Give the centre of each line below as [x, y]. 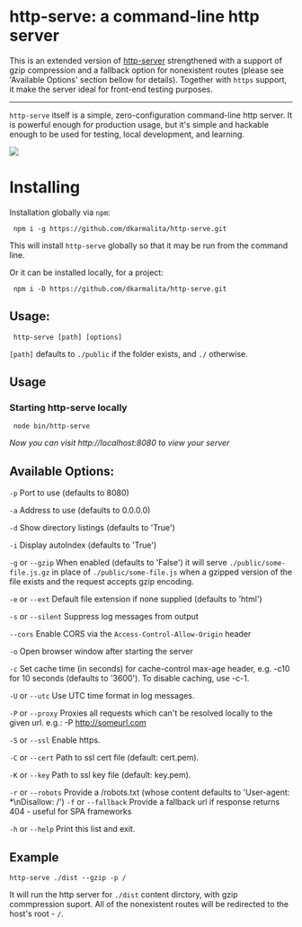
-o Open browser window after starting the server [101, 651]
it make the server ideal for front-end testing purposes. [111, 89]
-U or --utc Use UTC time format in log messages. [102, 696]
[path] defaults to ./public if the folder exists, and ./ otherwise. [129, 353]
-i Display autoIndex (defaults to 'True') [83, 545]
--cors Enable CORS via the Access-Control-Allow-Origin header [130, 634]
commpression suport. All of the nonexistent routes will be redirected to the [149, 904]
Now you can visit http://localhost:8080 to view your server [120, 443]
